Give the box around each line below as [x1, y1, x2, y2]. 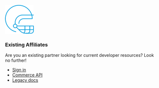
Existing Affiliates [5, 41, 48, 48]
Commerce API [12, 72, 43, 78]
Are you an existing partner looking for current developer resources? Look [5, 53, 154, 58]
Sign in [12, 67, 26, 73]
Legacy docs [12, 77, 39, 83]
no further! [5, 57, 27, 63]
